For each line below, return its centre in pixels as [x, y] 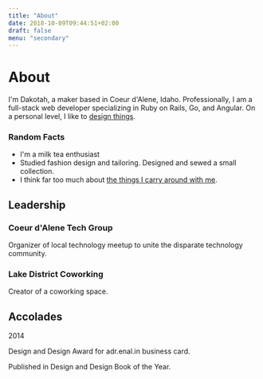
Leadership [37, 205]
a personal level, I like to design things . [72, 116]
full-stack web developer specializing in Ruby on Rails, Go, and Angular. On [132, 108]
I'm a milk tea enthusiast [60, 154]
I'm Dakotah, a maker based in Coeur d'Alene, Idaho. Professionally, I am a [130, 100]
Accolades [35, 316]
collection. [37, 172]
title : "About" [33, 16]
